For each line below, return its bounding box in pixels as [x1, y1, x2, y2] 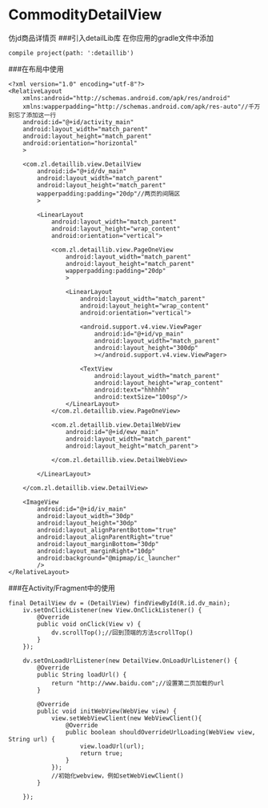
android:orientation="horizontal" [22, 139, 138, 147]
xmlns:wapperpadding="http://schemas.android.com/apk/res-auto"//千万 [22, 103, 261, 111]
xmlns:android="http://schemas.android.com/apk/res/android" [22, 94, 230, 102]
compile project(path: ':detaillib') [8, 49, 134, 57]
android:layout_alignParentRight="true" [37, 533, 174, 541]
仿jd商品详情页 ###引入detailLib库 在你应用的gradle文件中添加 [8, 33, 214, 42]
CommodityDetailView [8, 6, 162, 24]
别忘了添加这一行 [8, 111, 57, 119]
